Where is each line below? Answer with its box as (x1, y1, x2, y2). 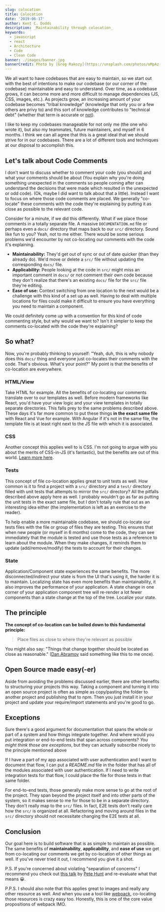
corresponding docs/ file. (12, 261, 63, 268)
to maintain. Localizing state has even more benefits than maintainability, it (5, 579, 156, 585)
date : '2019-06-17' (5, 16, 45, 21)
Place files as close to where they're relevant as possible (17, 636, 133, 642)
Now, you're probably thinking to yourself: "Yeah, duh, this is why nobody (5, 350, 154, 356)
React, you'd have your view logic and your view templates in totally (5, 400, 142, 406)
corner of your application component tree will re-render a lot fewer (5, 589, 142, 595)
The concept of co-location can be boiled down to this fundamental (5, 621, 146, 627)
